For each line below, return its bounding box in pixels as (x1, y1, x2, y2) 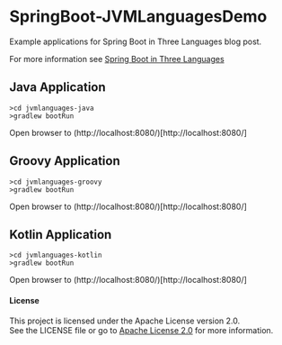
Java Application (9, 79, 106, 95)
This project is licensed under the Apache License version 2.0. (9, 315, 241, 326)
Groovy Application (9, 153, 121, 168)
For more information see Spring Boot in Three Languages (9, 53, 225, 64)
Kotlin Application (9, 227, 112, 242)
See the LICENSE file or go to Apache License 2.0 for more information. (9, 324, 274, 335)
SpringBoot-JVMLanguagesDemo (9, 6, 268, 27)
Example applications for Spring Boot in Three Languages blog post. (9, 36, 262, 47)
